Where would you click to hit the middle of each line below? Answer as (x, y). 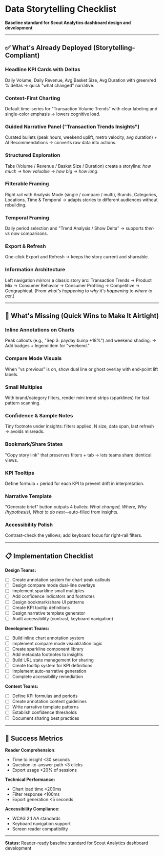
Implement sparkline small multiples (48, 591)
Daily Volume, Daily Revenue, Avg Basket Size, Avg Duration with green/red (81, 80)
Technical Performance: (30, 780)
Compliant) (22, 56)
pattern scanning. (23, 403)
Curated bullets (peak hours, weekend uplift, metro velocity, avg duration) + (81, 137)
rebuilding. (16, 205)
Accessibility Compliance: (32, 809)
